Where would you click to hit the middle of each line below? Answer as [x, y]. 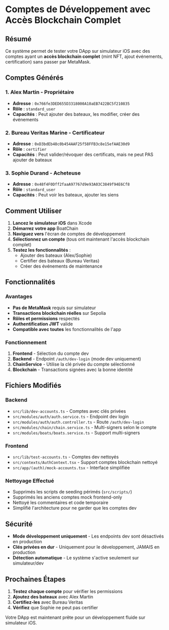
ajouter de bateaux [32, 160]
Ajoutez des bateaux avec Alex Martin [53, 596]
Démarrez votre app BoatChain [45, 228]
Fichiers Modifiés [33, 386]
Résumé [18, 39]
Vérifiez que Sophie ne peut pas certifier [55, 607]
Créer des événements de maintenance [61, 266]
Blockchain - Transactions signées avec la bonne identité [73, 370]
